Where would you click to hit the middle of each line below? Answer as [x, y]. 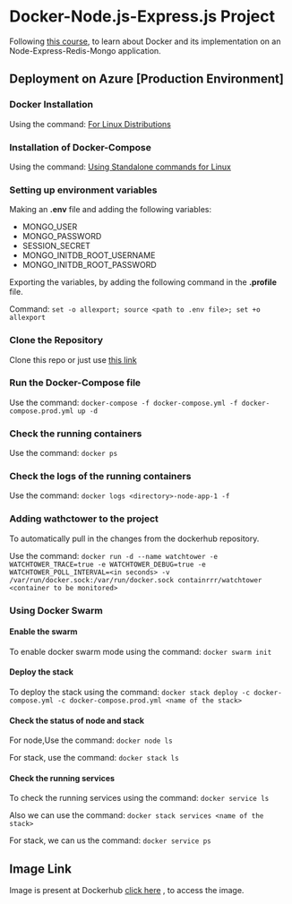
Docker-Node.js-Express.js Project [142, 17]
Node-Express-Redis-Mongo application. [85, 50]
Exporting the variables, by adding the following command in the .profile [143, 282]
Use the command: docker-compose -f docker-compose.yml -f [124, 402]
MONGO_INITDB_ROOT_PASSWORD [89, 265]
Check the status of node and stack [77, 720]
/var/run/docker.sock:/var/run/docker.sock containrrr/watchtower [136, 580]
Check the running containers [76, 434]
